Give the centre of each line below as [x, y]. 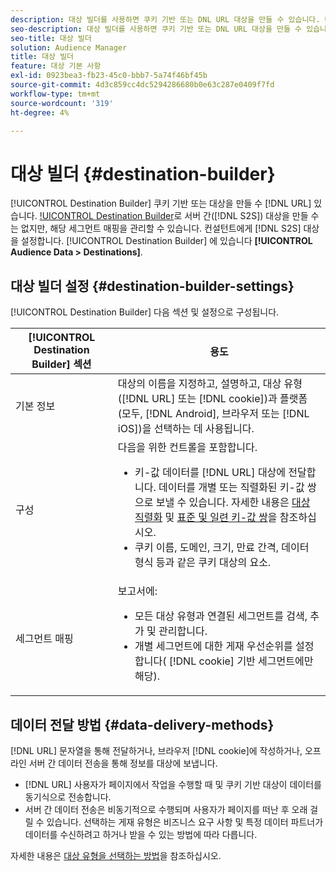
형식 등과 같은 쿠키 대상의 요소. [203, 563]
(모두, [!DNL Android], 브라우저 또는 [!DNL [213, 414]
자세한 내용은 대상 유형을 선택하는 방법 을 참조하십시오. [116, 855]
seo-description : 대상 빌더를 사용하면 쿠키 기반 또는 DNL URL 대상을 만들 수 [156, 29]
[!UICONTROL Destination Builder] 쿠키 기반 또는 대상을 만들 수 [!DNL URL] [161, 203]
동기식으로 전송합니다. [68, 797]
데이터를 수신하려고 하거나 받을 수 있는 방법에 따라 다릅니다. [141, 834]
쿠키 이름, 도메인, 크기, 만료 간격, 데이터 [222, 548]
